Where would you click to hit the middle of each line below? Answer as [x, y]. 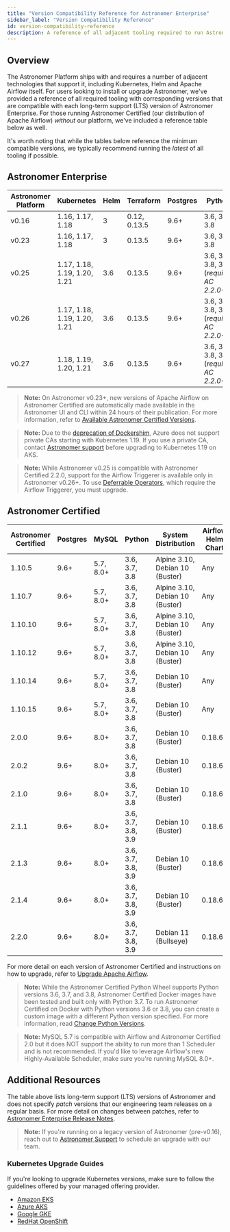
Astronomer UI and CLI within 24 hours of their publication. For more [120, 412]
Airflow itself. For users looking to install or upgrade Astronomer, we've [107, 91]
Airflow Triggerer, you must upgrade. [76, 490]
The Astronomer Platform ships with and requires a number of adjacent [107, 77]
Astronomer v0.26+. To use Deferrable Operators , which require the [119, 482]
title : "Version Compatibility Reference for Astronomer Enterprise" [108, 13]
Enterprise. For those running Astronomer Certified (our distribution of [106, 113]
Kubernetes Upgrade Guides [55, 1164]
